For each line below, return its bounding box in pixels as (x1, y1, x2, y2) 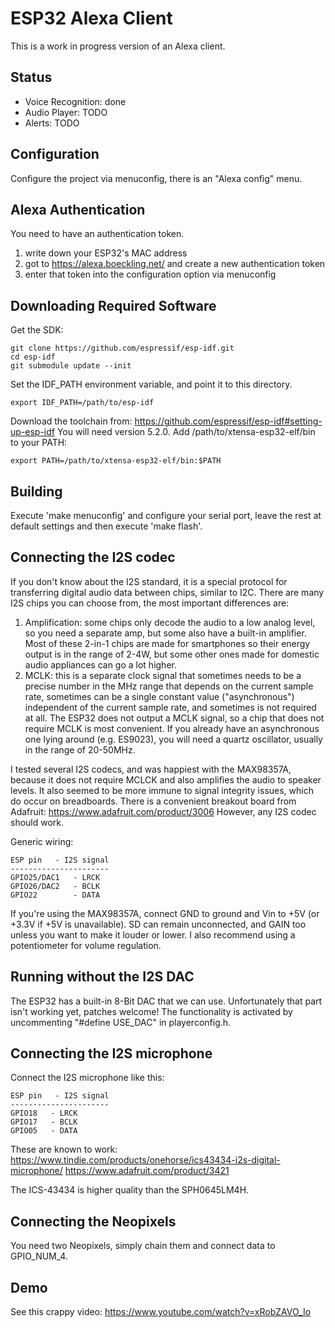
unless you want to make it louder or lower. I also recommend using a (10, 928, 296, 941)
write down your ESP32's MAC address (24, 247, 188, 259)
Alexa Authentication (10, 201, 146, 218)
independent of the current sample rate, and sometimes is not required (24, 701, 317, 713)
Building (10, 483, 63, 500)
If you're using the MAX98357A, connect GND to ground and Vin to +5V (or (10, 907, 320, 919)
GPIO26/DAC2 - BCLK (10, 881, 101, 891)
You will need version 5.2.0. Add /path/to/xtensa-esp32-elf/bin (56, 426, 316, 438)
